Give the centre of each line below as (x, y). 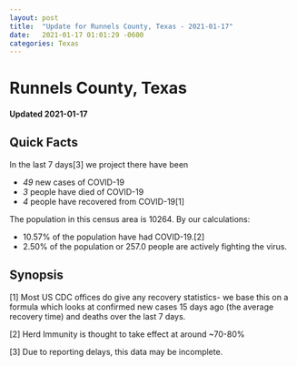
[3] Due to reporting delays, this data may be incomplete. (116, 351)
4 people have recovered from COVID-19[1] (103, 201)
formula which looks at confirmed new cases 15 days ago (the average (142, 307)
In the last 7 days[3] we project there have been (99, 164)
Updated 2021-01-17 (49, 114)
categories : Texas (44, 43)
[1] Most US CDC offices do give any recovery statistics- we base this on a (149, 297)
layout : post (34, 18)
